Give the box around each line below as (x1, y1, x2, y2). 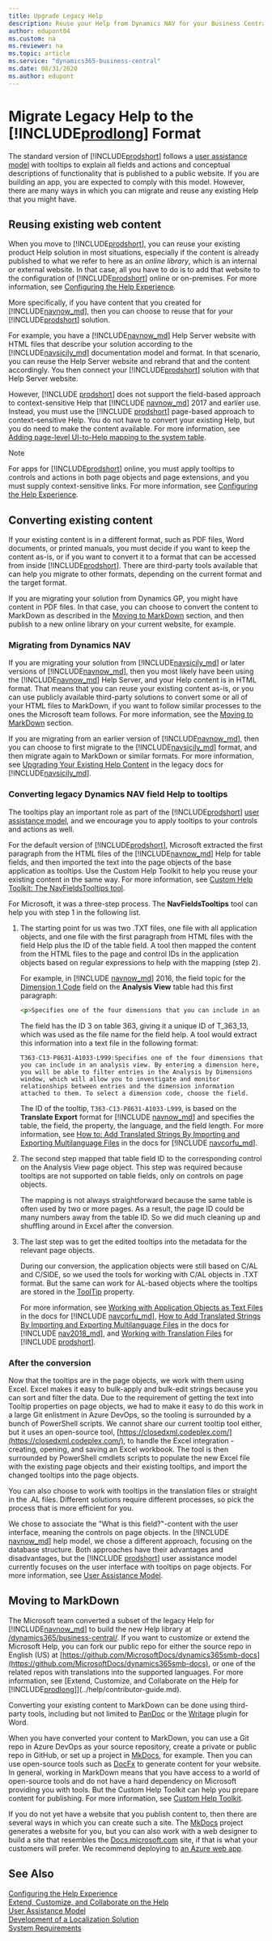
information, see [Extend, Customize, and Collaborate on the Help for (8, 1675, 239, 1686)
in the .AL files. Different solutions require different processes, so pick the (8, 1494, 254, 1504)
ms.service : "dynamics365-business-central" (8, 58, 161, 66)
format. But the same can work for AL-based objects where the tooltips (19, 1278, 257, 1288)
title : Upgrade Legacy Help (8, 11, 104, 20)
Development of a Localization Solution (8, 1914, 139, 1924)
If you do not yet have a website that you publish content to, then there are (8, 1809, 257, 1819)
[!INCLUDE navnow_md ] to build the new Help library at (8, 1624, 192, 1634)
